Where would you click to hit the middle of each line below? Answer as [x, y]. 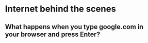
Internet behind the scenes [61, 9]
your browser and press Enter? [53, 34]
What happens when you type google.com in [74, 27]
